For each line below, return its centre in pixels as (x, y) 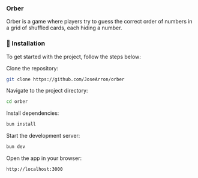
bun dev (16, 147)
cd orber (17, 102)
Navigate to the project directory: (47, 91)
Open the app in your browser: (44, 158)
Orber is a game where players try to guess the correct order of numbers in (100, 22)
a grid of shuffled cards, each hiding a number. (64, 28)
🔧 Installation (26, 43)
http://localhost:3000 (34, 170)
